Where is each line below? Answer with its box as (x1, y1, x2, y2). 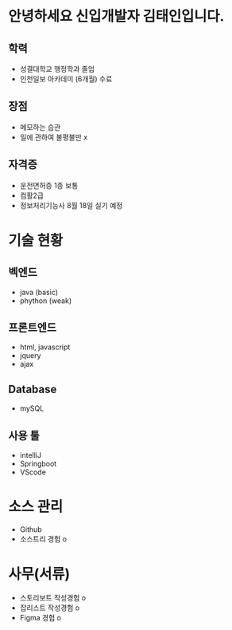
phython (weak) (19, 296, 72, 305)
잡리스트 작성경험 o (19, 603, 80, 612)
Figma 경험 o (19, 612, 62, 622)
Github (19, 525, 42, 534)
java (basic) (19, 287, 58, 297)
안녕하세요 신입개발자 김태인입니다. (8, 7, 225, 26)
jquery (19, 351, 41, 360)
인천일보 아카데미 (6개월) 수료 (19, 74, 113, 84)
